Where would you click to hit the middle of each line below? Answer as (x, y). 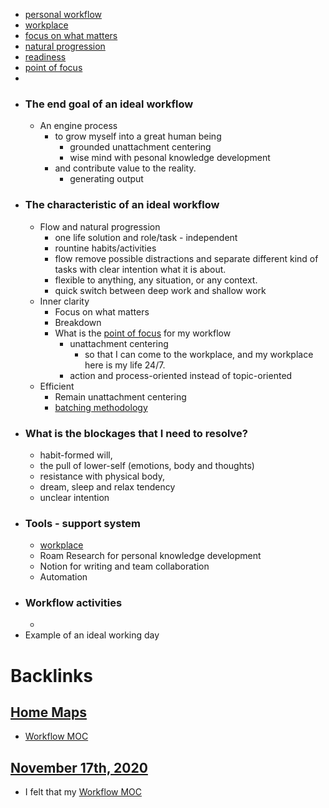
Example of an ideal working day (92, 635)
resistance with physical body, (102, 476)
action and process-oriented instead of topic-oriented (181, 375)
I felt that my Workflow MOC (83, 792)
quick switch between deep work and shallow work (160, 290)
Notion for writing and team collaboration (124, 566)
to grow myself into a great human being (138, 136)
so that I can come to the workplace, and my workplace (199, 354)
